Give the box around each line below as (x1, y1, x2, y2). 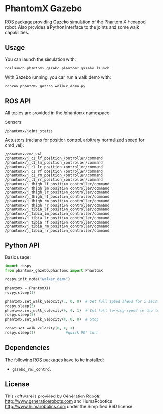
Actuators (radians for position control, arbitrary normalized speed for (5, 137, 145, 143)
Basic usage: (5, 254, 31, 260)
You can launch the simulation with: (5, 56, 76, 62)
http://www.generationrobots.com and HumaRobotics (5, 398, 113, 404)
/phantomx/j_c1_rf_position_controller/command (5, 169, 103, 173)
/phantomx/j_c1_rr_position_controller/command (5, 177, 103, 182)
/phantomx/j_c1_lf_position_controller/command (5, 156, 103, 161)
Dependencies (5, 344, 50, 352)
